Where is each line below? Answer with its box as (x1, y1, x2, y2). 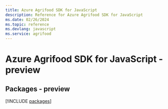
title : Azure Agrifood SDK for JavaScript (5, 7, 97, 13)
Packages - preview (5, 84, 70, 93)
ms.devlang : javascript (5, 27, 56, 32)
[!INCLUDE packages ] (5, 98, 52, 104)
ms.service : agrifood (5, 31, 52, 36)
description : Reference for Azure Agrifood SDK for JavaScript (5, 12, 143, 17)
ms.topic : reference (5, 21, 50, 27)
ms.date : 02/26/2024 (5, 17, 50, 22)
